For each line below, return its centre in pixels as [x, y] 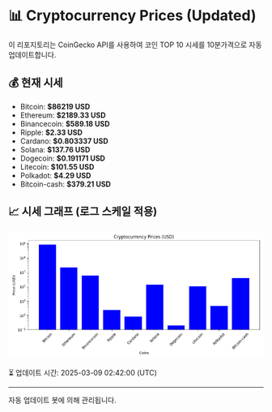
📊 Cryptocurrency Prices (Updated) [132, 16]
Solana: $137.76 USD [55, 149]
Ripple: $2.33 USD [51, 132]
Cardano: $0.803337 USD [64, 141]
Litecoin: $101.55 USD [57, 166]
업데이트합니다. [32, 54]
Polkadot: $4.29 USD [55, 175]
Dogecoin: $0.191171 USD [62, 158]
